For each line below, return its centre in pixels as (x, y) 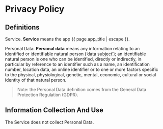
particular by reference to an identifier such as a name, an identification (77, 64)
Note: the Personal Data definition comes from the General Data (81, 89)
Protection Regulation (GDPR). (48, 95)
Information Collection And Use (54, 110)
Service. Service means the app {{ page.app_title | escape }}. (68, 39)
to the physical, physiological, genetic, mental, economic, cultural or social (81, 75)
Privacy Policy (35, 9)
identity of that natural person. (36, 80)
